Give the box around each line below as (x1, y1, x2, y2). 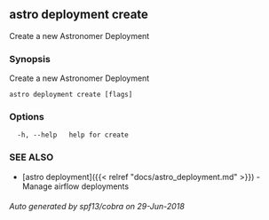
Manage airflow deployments (21, 181, 130, 192)
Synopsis (9, 52, 51, 65)
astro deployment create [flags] (9, 90, 133, 99)
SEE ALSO (9, 151, 54, 163)
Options (9, 111, 44, 123)
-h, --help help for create (17, 130, 129, 140)
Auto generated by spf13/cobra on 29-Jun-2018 (9, 201, 185, 212)
